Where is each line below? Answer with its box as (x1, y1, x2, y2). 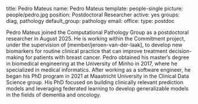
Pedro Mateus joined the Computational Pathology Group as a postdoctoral (6, 29, 189, 36)
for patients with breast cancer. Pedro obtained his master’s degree (25, 54, 190, 61)
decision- (168, 48, 192, 55)
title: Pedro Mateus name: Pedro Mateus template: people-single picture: (6, 5, 183, 12)
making (6, 54, 25, 61)
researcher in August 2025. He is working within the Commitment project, (6, 35, 186, 42)
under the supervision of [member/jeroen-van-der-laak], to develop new (6, 41, 183, 48)
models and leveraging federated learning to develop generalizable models (6, 85, 189, 92)
